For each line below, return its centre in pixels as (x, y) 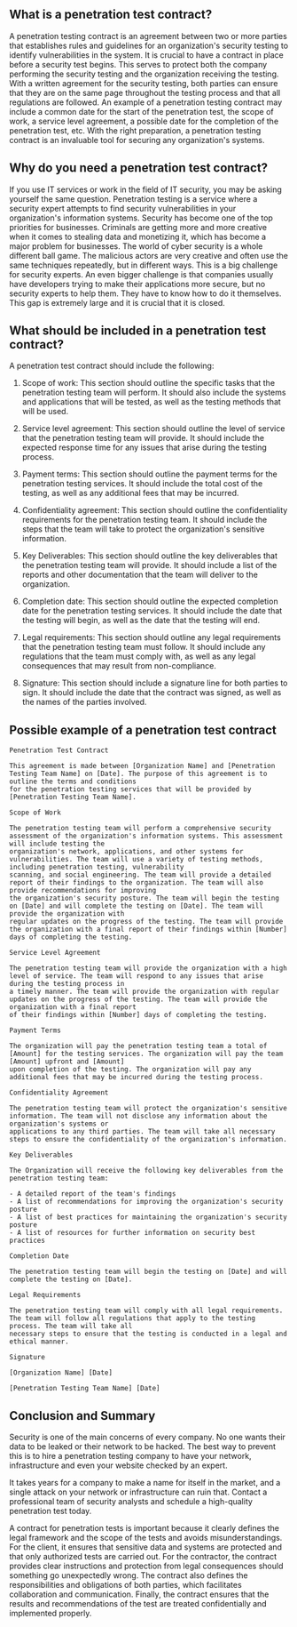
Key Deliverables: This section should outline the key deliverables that (149, 556)
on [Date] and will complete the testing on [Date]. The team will (137, 906)
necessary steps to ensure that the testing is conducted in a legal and (148, 1334)
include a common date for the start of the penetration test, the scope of (141, 111)
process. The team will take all (71, 1326)
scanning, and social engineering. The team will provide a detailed (141, 875)
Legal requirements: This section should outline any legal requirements (151, 637)
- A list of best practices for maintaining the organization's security (148, 1217)
